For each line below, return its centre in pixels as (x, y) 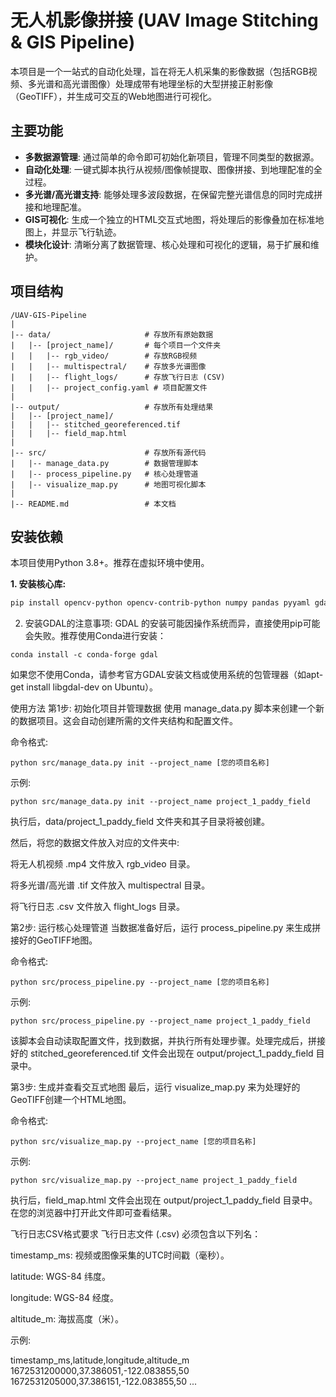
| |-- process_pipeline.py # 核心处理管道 (104, 474)
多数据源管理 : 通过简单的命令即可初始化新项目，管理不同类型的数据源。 (172, 157)
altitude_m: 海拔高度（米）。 (67, 1319)
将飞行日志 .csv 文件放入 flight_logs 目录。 (98, 907)
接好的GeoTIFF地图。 (54, 940)
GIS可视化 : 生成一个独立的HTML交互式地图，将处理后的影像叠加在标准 (170, 219)
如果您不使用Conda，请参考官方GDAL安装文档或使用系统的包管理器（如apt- (167, 675)
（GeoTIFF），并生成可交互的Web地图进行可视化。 (114, 96)
